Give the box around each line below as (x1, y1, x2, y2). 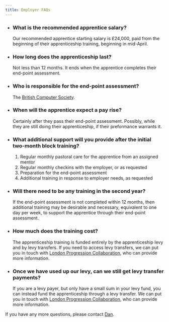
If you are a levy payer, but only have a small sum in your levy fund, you (12, 285, 161, 291)
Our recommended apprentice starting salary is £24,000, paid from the (12, 35, 160, 41)
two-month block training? (12, 142, 79, 149)
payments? (12, 274, 41, 281)
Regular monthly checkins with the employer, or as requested (20, 165, 147, 171)
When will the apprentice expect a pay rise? (12, 107, 122, 114)
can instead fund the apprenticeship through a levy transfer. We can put (12, 291, 162, 297)
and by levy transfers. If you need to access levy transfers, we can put (12, 245, 158, 251)
